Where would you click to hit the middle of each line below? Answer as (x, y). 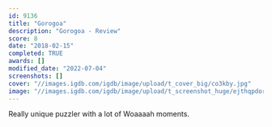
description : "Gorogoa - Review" (65, 31)
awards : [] (27, 61)
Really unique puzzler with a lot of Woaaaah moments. (99, 114)
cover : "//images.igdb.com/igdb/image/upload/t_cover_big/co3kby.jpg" (130, 83)
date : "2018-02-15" (41, 46)
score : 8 (23, 38)
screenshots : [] (36, 76)
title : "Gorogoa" (38, 23)
